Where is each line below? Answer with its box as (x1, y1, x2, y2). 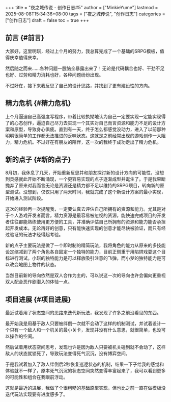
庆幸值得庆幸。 (9, 54, 41, 60)
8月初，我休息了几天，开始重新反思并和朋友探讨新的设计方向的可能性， (5, 170, 155, 176)
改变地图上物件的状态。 (9, 262, 59, 268)
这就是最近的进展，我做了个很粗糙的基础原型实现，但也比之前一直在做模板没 (5, 385, 166, 391)
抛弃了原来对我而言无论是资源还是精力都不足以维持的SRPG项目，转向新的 (5, 183, 160, 189)
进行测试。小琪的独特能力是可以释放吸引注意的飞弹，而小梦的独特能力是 (9, 255, 161, 261)
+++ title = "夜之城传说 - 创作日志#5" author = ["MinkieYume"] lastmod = (5, 5, 158, 10)
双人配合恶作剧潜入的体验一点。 (5, 279, 72, 285)
